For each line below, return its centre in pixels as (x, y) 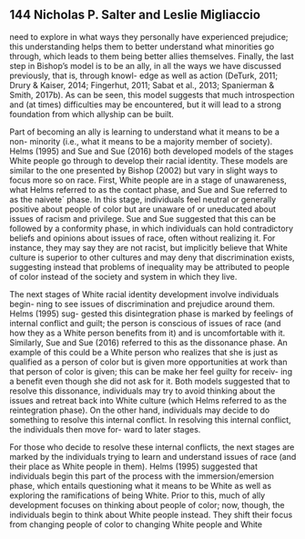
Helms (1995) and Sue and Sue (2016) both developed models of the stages (152, 151)
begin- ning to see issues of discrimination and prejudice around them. (142, 304)
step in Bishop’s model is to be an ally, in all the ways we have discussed (146, 65)
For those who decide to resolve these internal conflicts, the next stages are (152, 447)
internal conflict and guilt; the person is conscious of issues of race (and (145, 323)
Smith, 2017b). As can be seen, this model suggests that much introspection (152, 95)
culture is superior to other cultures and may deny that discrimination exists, (152, 257)
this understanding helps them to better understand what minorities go (142, 46)
